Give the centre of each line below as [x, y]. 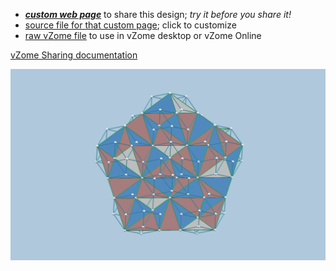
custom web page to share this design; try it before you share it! [158, 14]
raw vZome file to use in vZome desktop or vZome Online [143, 35]
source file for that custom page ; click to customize [130, 25]
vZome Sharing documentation [74, 55]
